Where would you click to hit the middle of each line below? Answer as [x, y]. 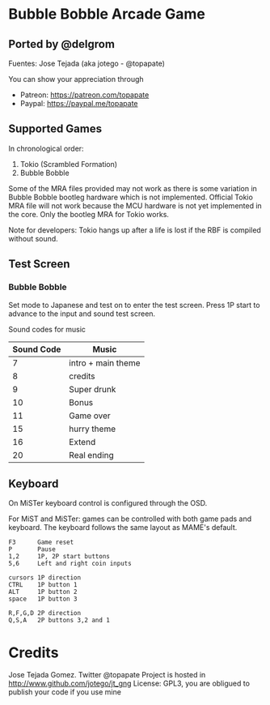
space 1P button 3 [43, 599]
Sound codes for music [47, 329]
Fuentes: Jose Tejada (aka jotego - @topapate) [87, 63]
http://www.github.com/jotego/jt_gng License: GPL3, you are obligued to [129, 684]
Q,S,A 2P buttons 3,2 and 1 [59, 621]
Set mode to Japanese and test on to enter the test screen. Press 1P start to [134, 305]
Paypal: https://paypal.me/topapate [79, 103]
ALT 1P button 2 [43, 592]
